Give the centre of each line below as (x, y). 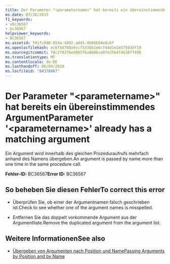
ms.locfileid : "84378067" (32, 71)
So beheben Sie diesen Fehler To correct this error (85, 190)
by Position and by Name (39, 256)
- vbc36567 (17, 24)
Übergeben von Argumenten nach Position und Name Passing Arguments (89, 251)
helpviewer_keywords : (28, 33)
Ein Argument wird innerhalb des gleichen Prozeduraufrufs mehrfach (77, 153)
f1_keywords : (19, 19)
